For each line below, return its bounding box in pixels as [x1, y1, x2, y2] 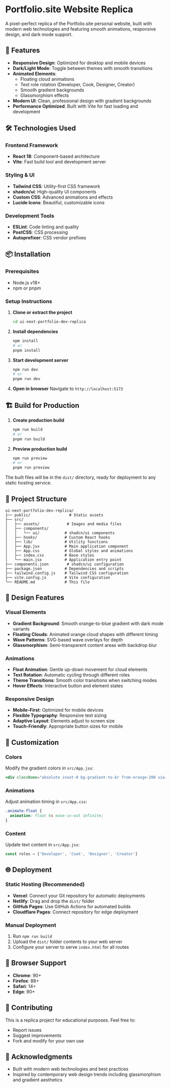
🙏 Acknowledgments [5, 1052, 73, 1061]
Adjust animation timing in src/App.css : [5, 799, 88, 805]
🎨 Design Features [5, 593, 65, 602]
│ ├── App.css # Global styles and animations [5, 548, 133, 553]
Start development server [12, 357, 69, 363]
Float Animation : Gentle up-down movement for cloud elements [12, 666, 148, 672]
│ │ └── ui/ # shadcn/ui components [5, 530, 115, 536]
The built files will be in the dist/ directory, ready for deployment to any [5, 474, 156, 480]
